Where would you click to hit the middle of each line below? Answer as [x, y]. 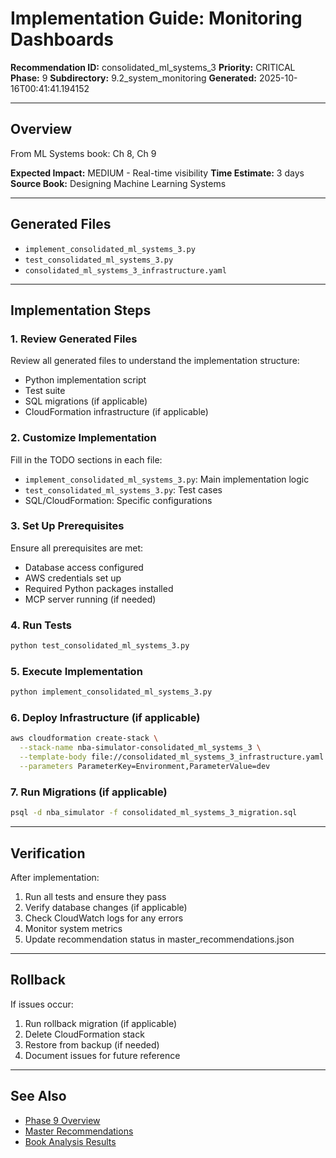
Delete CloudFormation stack [84, 1034]
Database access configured [84, 567]
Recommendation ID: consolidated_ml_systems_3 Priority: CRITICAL [153, 67]
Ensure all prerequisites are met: [77, 548]
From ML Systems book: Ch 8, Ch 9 [83, 153]
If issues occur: [42, 1004]
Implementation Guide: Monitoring [156, 18]
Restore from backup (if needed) [92, 1044]
